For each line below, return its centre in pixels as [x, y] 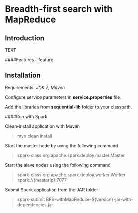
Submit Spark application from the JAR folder [52, 190]
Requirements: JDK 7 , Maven [35, 87]
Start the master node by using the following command [62, 145]
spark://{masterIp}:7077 [42, 180]
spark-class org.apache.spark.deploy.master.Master [71, 155]
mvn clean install [35, 136]
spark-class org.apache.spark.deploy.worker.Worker [71, 175]
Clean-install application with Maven [43, 126]
